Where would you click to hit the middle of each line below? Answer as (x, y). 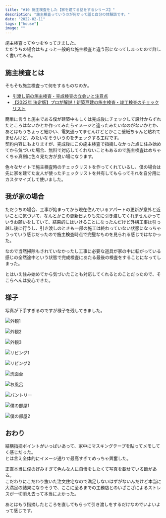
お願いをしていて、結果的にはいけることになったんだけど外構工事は (83, 222)
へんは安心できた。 (33, 280)
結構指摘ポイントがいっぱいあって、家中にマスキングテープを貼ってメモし (81, 446)
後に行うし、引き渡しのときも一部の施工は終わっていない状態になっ (83, 228)
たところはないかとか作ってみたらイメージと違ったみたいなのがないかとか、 (83, 125)
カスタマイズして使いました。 (35, 179)
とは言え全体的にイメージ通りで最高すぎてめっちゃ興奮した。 (68, 458)
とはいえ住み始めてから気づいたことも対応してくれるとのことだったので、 (81, 274)
